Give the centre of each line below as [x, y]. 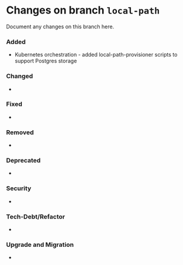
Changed [20, 76]
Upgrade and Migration [40, 244]
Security [19, 188]
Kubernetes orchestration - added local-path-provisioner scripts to [96, 55]
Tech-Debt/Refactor [36, 217]
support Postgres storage [46, 61]
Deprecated [24, 161]
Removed [20, 132]
